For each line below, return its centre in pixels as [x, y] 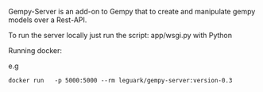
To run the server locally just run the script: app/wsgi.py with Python [120, 35]
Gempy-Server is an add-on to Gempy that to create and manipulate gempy [132, 11]
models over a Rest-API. [48, 20]
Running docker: [35, 50]
